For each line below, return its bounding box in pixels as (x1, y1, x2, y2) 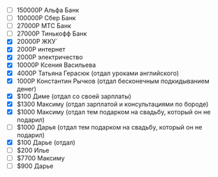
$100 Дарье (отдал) (16, 138, 76, 146)
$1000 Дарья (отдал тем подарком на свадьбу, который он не (16, 123, 203, 131)
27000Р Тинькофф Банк (16, 29, 87, 38)
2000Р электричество (16, 53, 83, 61)
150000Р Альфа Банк (16, 6, 80, 14)
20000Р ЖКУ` (16, 38, 58, 46)
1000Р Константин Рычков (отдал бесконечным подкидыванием (16, 77, 210, 85)
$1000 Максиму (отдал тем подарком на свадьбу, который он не (16, 107, 211, 116)
